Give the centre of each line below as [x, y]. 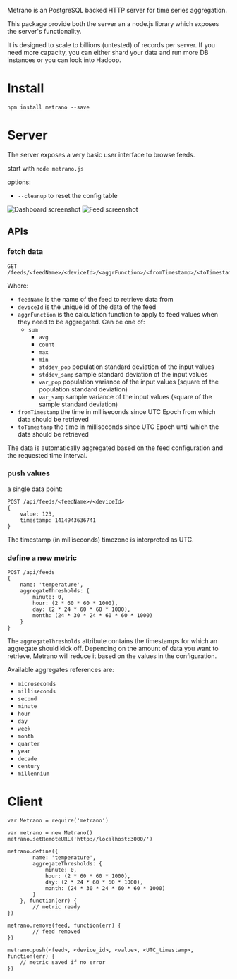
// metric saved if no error [63, 963]
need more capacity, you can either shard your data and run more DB [108, 53]
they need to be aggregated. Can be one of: [81, 322]
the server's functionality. [44, 31]
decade [27, 759]
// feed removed [56, 932]
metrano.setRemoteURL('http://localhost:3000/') [80, 839]
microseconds [37, 684]
